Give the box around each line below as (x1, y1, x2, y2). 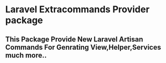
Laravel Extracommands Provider (5, 4, 150, 15)
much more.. (5, 51, 47, 59)
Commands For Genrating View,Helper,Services (5, 43, 161, 52)
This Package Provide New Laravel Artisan (5, 35, 144, 44)
